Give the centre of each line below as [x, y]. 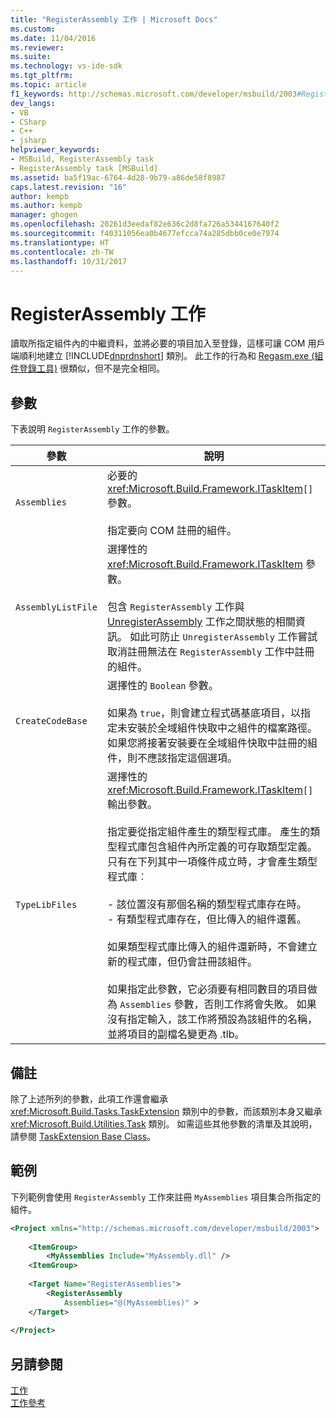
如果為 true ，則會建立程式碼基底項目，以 [204, 713]
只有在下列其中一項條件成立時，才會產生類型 [212, 862]
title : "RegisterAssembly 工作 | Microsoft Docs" [114, 19]
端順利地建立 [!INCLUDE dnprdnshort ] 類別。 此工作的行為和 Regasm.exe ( [162, 356]
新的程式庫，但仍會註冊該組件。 [182, 962]
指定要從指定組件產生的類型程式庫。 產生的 [208, 832]
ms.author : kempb [46, 206]
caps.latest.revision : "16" [69, 187]
